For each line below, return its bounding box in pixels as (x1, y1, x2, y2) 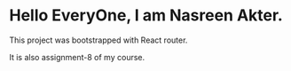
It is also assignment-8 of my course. (9, 51, 145, 62)
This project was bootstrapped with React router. (9, 35, 188, 45)
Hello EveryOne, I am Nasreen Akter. (9, 5, 284, 26)
